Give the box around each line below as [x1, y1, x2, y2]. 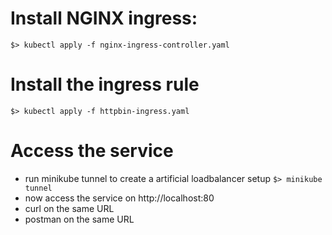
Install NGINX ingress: [10, 7, 198, 30]
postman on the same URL [24, 213, 135, 225]
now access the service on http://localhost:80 [24, 192, 215, 204]
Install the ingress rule [10, 73, 200, 96]
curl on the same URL [24, 202, 115, 214]
